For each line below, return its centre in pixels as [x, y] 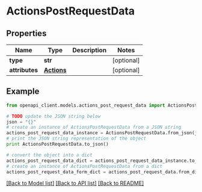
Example [23, 91]
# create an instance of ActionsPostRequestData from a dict [84, 166]
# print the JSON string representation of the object [76, 139]
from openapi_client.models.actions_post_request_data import [86, 105]
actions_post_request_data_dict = [50, 161]
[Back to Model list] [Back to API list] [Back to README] [75, 183]
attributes [23, 70]
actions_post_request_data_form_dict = [56, 172]
